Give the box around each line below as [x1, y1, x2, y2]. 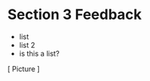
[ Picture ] [7, 64, 41, 73]
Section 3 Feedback [7, 6, 142, 24]
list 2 [18, 40, 36, 49]
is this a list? [18, 48, 60, 58]
